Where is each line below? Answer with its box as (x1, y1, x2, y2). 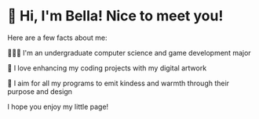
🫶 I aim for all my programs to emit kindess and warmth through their (7, 78, 229, 88)
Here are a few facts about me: (7, 33, 108, 42)
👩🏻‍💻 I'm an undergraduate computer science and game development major (7, 48, 252, 57)
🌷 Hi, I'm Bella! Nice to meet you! (7, 7, 224, 25)
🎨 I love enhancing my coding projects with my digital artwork (7, 63, 207, 73)
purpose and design (7, 86, 72, 96)
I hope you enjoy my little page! (7, 102, 109, 111)
